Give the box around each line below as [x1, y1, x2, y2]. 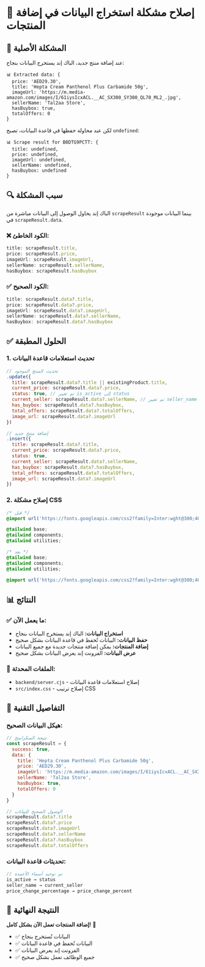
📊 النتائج [6, 594, 36, 605]
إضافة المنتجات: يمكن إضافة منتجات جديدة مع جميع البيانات [15, 643, 149, 650]
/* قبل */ [6, 510, 31, 516]
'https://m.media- [38, 89, 86, 95]
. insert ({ [6, 436, 32, 442]
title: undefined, [12, 146, 59, 152]
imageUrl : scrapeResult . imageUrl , [6, 256, 95, 262]
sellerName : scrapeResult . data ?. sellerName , [6, 313, 121, 320]
